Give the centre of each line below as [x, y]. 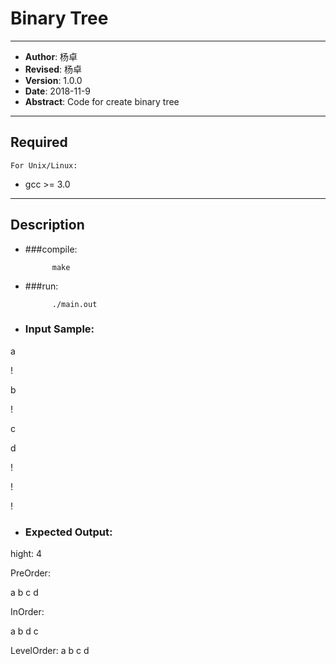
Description [47, 225]
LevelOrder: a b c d [50, 651]
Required [39, 142]
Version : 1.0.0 [53, 80]
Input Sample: [59, 329]
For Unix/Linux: [44, 165]
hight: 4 [26, 554]
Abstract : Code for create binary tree [102, 101]
